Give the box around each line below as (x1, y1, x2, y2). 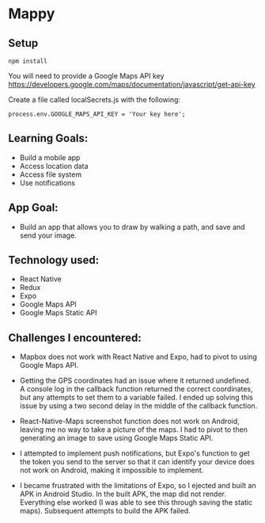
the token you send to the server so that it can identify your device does (19, 457, 255, 467)
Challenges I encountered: (8, 330, 142, 345)
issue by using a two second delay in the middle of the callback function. (19, 401, 258, 410)
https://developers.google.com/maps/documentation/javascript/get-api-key (8, 80, 256, 89)
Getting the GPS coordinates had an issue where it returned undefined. (19, 376, 252, 385)
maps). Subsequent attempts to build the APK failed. (19, 506, 191, 516)
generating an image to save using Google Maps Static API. (19, 433, 214, 443)
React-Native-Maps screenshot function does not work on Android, (19, 417, 240, 426)
